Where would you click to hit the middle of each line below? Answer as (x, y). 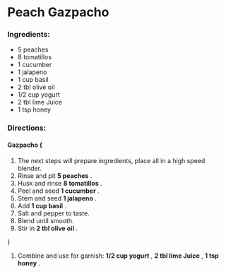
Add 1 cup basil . (42, 205)
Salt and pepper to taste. (53, 213)
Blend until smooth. (46, 220)
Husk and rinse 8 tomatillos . (60, 183)
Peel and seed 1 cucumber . (59, 191)
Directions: (27, 128)
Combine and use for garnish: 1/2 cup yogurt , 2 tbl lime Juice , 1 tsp (118, 256)
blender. (30, 168)
